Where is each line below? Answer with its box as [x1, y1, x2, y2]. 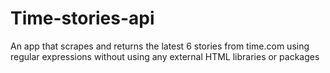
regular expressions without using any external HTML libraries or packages [10, 50, 320, 62]
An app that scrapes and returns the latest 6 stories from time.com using [10, 40, 310, 52]
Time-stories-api [10, 7, 155, 30]
